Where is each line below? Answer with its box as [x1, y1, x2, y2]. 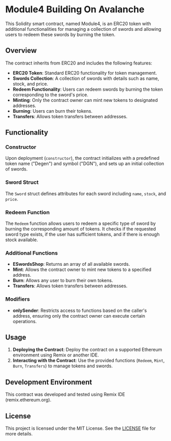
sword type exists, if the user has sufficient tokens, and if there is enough [5, 232, 160, 238]
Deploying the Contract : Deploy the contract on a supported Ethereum [12, 347, 162, 353]
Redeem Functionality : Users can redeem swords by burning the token [12, 86, 163, 92]
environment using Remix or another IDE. [12, 352, 99, 358]
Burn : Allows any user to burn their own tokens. [12, 278, 113, 284]
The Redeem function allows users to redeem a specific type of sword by [5, 220, 156, 226]
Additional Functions [5, 249, 58, 257]
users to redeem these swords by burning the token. [5, 31, 116, 37]
